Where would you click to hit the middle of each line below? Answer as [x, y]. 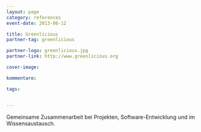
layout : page [23, 12]
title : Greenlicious [33, 34]
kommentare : [21, 78]
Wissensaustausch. [31, 123]
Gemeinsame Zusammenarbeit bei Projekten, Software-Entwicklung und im [101, 117]
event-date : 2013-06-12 [37, 23]
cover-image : [23, 67]
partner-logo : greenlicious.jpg [47, 51]
